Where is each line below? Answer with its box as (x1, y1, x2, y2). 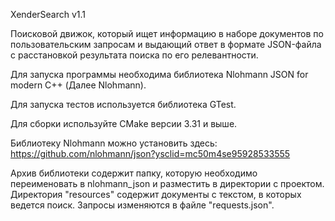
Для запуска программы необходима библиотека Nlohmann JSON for (10, 69, 309, 80)
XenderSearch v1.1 (10, 9, 87, 20)
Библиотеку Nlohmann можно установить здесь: (10, 137, 218, 149)
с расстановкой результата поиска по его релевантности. (10, 49, 259, 61)
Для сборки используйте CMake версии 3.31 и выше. (10, 118, 238, 129)
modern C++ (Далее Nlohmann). (10, 79, 147, 91)
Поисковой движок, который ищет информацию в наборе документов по (10, 28, 324, 39)
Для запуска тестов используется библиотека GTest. (10, 99, 237, 110)
